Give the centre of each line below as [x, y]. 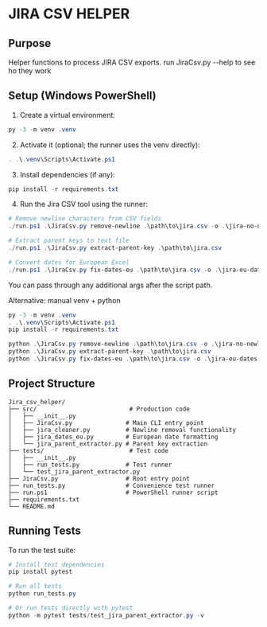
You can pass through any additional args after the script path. [110, 285]
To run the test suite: [42, 550]
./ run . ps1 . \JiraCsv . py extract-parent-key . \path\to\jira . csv [115, 248]
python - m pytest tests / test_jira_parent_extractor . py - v [106, 615]
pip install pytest [41, 572]
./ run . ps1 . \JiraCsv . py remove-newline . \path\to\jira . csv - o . [117, 226]
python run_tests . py [43, 594]
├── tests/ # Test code [89, 450]
